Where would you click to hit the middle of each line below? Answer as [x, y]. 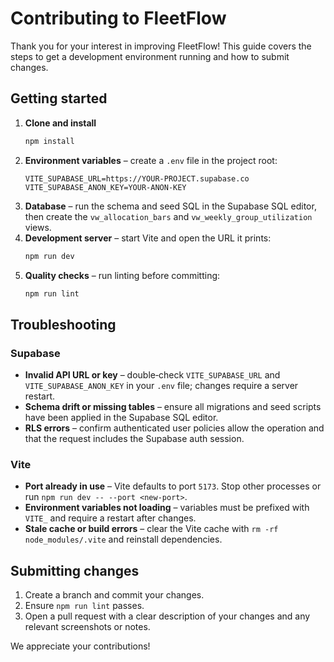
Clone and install [60, 123]
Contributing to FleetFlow [118, 18]
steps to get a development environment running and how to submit [150, 56]
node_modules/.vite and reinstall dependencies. [123, 539]
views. [38, 227]
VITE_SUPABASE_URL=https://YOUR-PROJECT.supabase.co [137, 178]
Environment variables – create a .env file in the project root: [151, 160]
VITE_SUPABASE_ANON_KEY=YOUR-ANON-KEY [105, 187]
